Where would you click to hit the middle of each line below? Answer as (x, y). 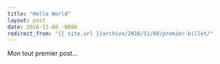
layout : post (27, 20)
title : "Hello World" (39, 14)
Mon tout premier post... (42, 53)
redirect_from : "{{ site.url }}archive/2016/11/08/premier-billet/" (110, 33)
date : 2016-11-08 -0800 (42, 27)
